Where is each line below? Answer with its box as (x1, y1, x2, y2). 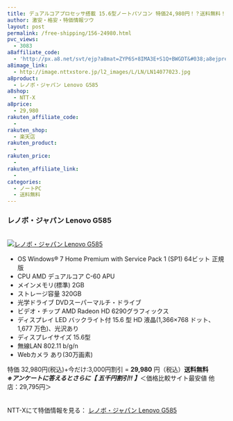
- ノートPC (13, 185, 42, 192)
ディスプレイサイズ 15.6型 (17, 333, 92, 342)
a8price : (7, 101, 33, 108)
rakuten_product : (7, 140, 58, 147)
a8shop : (7, 88, 30, 95)
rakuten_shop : (7, 127, 49, 134)
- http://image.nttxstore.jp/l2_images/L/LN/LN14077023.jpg (13, 68, 191, 75)
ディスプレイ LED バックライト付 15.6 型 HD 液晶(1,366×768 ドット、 (17, 316, 215, 324)
